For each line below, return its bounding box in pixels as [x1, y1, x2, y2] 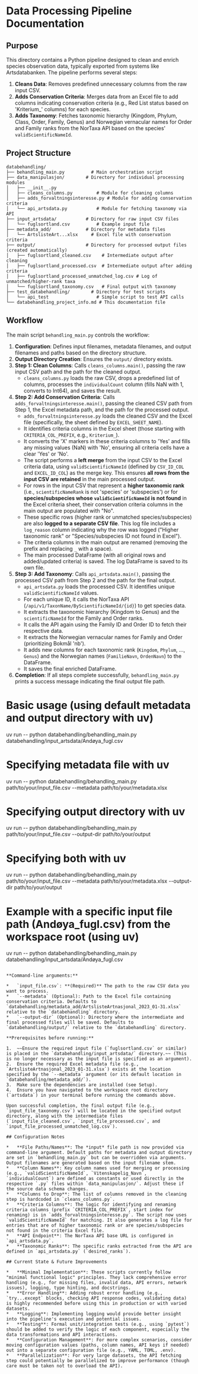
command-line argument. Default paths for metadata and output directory [6, 1150, 193, 1156]
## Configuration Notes [6, 1134, 65, 1140]
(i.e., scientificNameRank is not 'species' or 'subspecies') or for [23, 488, 178, 495]
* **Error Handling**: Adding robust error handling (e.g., [6, 1290, 163, 1296]
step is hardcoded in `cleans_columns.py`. [6, 1197, 116, 1203]
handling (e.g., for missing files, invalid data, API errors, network [6, 1280, 187, 1286]
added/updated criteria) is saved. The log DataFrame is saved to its [23, 557, 188, 564]
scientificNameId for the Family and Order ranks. [23, 614, 144, 622]
